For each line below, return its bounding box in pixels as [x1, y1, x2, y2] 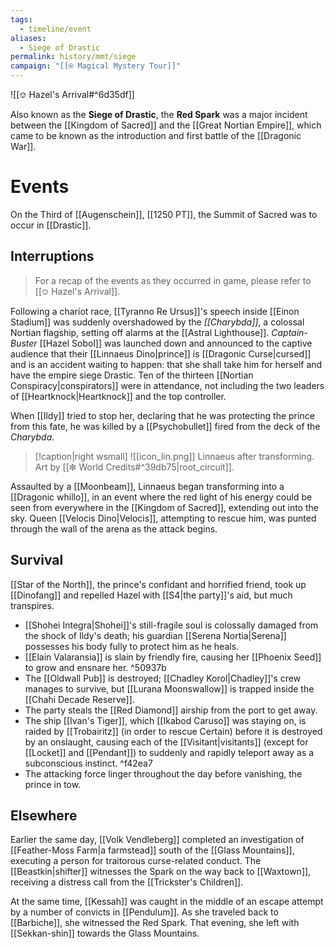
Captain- [271, 326, 308, 338]
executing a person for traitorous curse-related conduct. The [10, 855, 262, 867]
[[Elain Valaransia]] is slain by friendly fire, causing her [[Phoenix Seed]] [24, 651, 322, 663]
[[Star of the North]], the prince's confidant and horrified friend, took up [10, 578, 307, 590]
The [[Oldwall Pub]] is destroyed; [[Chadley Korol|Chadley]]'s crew [24, 672, 302, 684]
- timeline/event [19, 24, 92, 34]
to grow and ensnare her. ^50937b [24, 661, 167, 673]
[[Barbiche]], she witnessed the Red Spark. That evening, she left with [10, 917, 300, 929]
